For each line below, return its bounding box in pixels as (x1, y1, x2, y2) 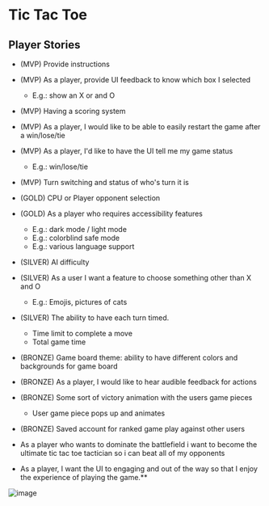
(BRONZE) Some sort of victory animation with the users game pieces (19, 393, 253, 402)
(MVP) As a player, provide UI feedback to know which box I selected (19, 75, 251, 84)
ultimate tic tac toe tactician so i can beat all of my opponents (19, 449, 225, 458)
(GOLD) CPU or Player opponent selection (19, 193, 161, 203)
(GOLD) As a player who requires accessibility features (19, 209, 204, 218)
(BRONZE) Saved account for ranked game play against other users (19, 424, 245, 433)
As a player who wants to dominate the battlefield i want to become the (19, 440, 258, 449)
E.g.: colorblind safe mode (32, 233, 120, 242)
